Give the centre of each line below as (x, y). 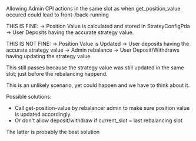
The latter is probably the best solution (53, 132)
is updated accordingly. (43, 114)
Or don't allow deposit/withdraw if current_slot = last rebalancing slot (98, 120)
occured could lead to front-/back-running (57, 15)
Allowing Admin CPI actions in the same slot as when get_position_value (93, 9)
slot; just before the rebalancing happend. (57, 74)
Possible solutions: (29, 97)
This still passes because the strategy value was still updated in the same (95, 68)
